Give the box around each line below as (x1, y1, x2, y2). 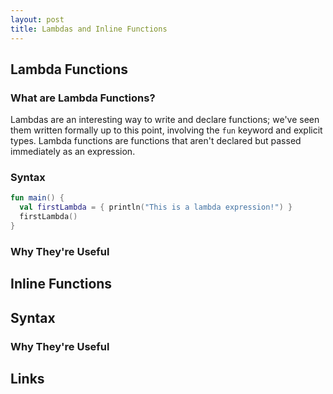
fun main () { (10, 193, 65, 203)
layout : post (10, 14, 65, 25)
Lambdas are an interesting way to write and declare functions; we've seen (10, 114, 320, 126)
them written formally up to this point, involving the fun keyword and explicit (10, 124, 323, 136)
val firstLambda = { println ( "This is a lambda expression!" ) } (19, 202, 293, 213)
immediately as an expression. (10, 146, 136, 158)
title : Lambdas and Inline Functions (10, 24, 168, 34)
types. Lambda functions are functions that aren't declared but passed (10, 135, 302, 147)
